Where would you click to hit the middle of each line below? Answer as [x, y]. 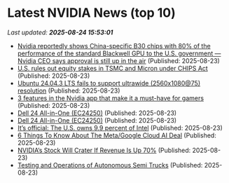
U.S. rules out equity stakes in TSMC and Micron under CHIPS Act [112, 68]
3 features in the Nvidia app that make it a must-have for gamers [111, 98]
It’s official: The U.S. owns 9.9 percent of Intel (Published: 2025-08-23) [120, 128]
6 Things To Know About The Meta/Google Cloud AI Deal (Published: [117, 135]
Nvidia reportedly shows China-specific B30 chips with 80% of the [114, 46]
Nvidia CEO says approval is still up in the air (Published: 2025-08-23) [119, 60]
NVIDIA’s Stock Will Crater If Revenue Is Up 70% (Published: [104, 150]
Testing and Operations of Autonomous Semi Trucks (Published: [110, 165]
